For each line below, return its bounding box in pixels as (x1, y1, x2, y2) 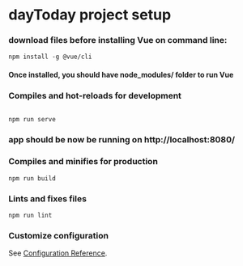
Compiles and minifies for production (8, 156, 158, 167)
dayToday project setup (8, 6, 172, 24)
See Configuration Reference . (8, 248, 108, 258)
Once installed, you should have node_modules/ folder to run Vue (8, 70, 234, 80)
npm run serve (8, 116, 57, 124)
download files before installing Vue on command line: (8, 35, 228, 46)
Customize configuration (8, 230, 109, 241)
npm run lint (8, 211, 53, 219)
